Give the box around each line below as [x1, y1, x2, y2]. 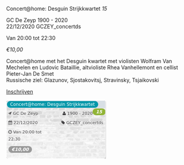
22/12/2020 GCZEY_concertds [6, 23, 82, 30]
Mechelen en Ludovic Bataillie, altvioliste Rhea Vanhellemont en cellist [6, 64, 179, 71]
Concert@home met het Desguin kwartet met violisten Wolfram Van [6, 58, 173, 64]
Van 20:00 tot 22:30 [6, 35, 55, 41]
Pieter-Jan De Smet [6, 70, 54, 77]
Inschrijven [6, 88, 33, 95]
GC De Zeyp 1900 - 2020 [6, 17, 68, 23]
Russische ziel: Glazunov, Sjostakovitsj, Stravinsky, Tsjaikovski [6, 77, 159, 83]
